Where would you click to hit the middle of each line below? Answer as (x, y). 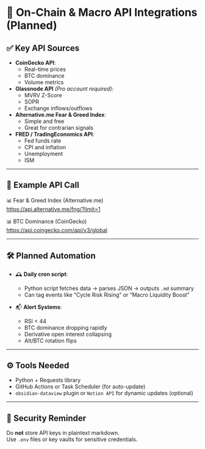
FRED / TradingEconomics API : (55, 134)
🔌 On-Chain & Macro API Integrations (102, 13)
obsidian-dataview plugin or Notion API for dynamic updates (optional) (104, 393)
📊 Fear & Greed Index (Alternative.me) (55, 200)
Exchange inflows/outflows (58, 108)
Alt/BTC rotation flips (51, 340)
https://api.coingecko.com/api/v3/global (57, 230)
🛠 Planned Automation (51, 256)
